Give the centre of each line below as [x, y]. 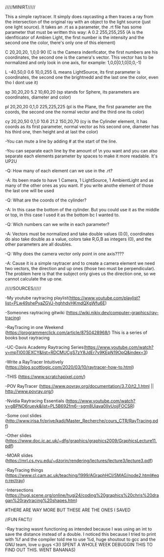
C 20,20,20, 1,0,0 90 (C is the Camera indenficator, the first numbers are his [82, 52]
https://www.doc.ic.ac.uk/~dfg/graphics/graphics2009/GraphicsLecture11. [82, 441]
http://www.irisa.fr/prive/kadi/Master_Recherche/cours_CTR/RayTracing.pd [82, 421]
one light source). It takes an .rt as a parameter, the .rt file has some [73, 27]
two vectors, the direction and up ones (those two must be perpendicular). [80, 268]
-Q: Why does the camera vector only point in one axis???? [64, 254]
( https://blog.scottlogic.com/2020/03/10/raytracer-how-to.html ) [70, 367]
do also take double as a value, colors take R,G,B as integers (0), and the [78, 239]
